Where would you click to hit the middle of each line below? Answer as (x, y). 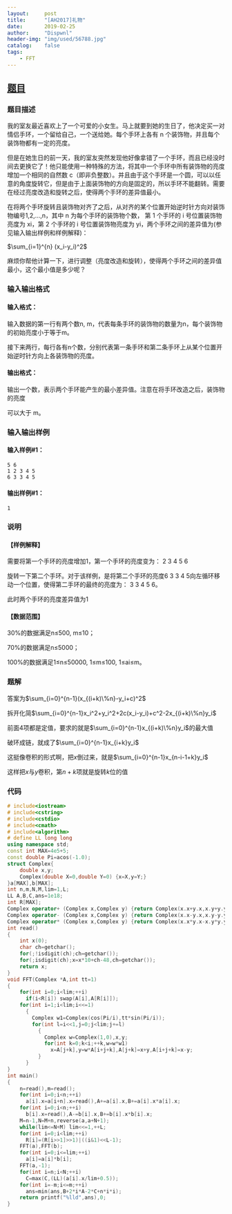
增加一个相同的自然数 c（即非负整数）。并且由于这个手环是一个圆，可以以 (111, 175)
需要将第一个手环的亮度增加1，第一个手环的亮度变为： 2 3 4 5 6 (98, 561)
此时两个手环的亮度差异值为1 (48, 599)
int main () (23, 1076)
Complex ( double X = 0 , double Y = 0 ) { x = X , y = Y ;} (83, 877)
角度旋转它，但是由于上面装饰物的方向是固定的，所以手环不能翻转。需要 (122, 184)
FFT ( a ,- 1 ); (35, 1166)
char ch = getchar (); (48, 947)
